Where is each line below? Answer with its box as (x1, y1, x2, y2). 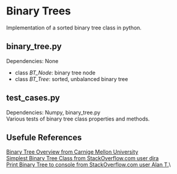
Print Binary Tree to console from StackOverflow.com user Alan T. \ (6, 161, 171, 169)
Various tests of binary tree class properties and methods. (6, 115, 150, 122)
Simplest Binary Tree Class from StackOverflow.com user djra (6, 155, 159, 162)
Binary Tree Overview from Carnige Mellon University (6, 148, 139, 155)
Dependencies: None (6, 57, 59, 64)
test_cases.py (6, 93, 60, 103)
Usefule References (6, 132, 82, 142)
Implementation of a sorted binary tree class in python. (6, 24, 142, 31)
